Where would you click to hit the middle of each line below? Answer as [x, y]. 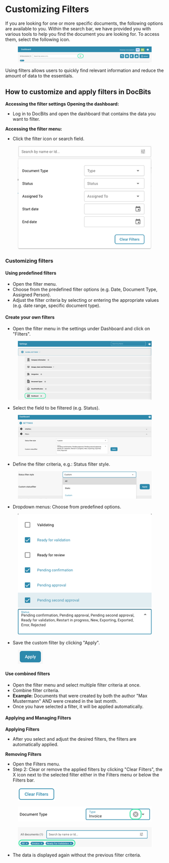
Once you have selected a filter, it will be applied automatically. [78, 706]
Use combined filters [28, 674]
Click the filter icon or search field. [48, 139]
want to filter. [26, 119]
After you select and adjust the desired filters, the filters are [74, 739]
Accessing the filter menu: [34, 129]
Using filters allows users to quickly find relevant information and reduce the [84, 71]
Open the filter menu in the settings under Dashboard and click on [81, 328]
